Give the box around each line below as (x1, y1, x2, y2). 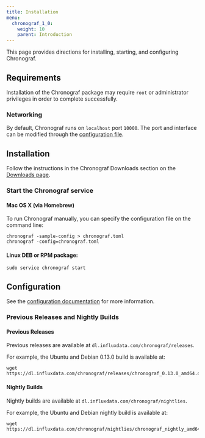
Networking (6, 110, 43, 119)
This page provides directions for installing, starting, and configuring (6, 48, 179, 56)
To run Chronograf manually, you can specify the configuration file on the (6, 215, 191, 223)
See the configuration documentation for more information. (6, 298, 155, 305)
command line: (6, 221, 44, 229)
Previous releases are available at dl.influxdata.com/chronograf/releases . (6, 342, 195, 349)
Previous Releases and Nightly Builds (6, 313, 119, 321)
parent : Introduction (17, 32, 72, 38)
